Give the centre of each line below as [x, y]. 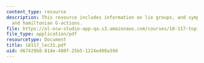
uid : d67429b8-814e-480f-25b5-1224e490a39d [62, 51]
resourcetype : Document [36, 40]
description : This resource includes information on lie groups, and [96, 17]
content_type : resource [36, 12]
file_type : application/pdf [42, 34]
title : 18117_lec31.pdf [36, 46]
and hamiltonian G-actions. [47, 23]
